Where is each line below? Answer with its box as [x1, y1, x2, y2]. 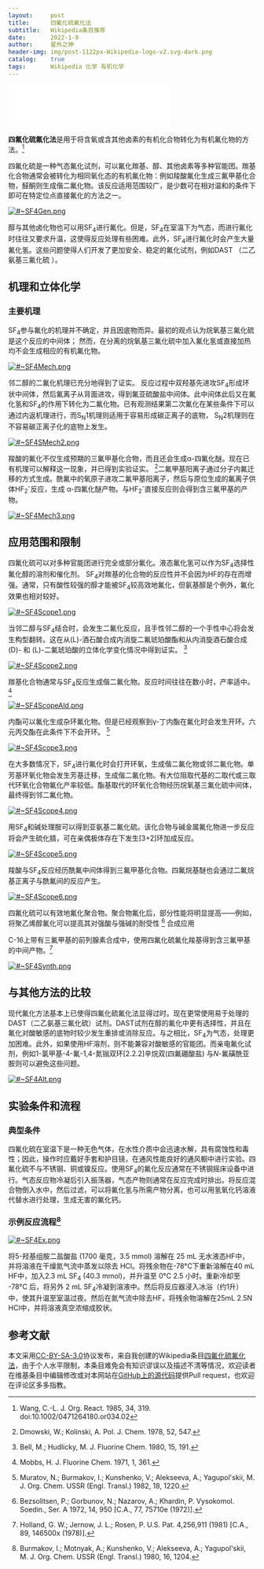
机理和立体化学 [8, 280, 81, 293]
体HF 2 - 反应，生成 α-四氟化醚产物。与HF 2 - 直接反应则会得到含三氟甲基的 [8, 482, 241, 495]
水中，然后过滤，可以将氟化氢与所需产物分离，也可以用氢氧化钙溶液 [35, 1185, 256, 1194]
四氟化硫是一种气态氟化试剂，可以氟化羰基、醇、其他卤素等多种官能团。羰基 [8, 161, 256, 171]
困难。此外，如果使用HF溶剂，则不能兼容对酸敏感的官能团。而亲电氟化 [14, 1039, 245, 1049]
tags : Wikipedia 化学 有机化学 [8, 63, 125, 71]
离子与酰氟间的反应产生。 [21, 877, 104, 886]
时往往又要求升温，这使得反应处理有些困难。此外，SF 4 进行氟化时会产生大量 [8, 234, 255, 245]
